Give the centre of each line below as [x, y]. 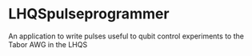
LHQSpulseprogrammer [89, 14]
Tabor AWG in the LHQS [48, 44]
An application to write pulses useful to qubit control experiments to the [126, 36]
